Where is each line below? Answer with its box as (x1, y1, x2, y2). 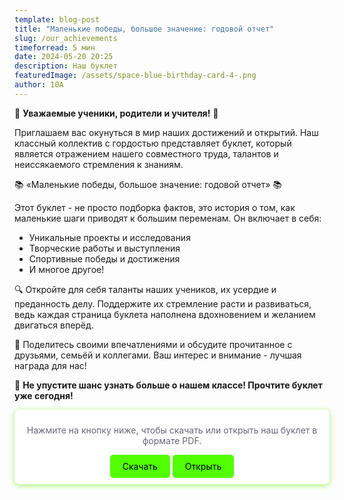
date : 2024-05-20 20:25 (14, 52, 114, 62)
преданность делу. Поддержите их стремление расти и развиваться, (14, 297, 312, 310)
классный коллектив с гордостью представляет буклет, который (14, 137, 292, 149)
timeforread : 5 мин (14, 42, 96, 53)
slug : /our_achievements (14, 33, 118, 43)
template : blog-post (14, 14, 101, 25)
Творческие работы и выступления (28, 242, 181, 254)
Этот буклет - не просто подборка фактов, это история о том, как (14, 201, 296, 213)
